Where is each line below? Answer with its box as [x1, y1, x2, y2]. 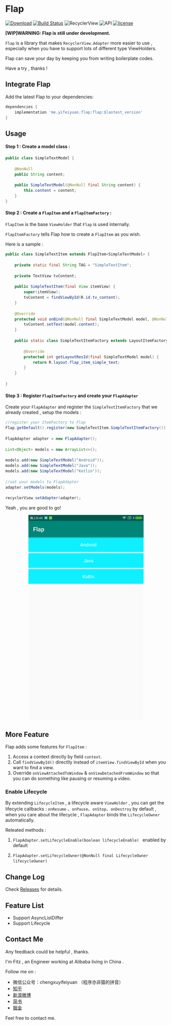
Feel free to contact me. [5, 1015, 56, 1021]
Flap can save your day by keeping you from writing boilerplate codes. [5, 55, 154, 61]
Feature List [5, 901, 44, 910]
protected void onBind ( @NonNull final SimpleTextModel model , [14, 316, 150, 322]
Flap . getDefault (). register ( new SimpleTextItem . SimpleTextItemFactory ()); [5, 425, 168, 430]
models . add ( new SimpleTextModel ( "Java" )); [5, 463, 97, 468]
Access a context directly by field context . [12, 754, 102, 760]
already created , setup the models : [5, 409, 82, 416]
